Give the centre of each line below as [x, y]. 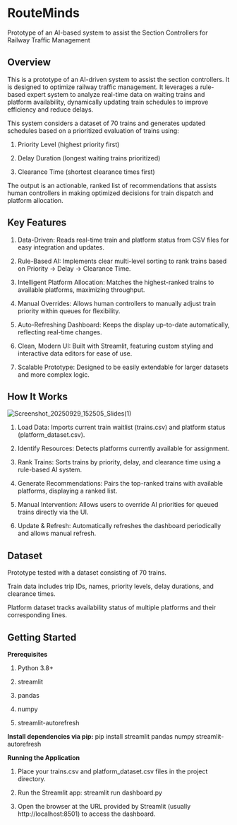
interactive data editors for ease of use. [75, 353]
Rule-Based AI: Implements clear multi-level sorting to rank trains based [122, 261]
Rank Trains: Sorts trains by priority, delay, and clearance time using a [119, 462]
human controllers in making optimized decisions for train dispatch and [110, 193]
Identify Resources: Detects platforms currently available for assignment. [123, 449]
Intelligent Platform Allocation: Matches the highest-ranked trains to [116, 282]
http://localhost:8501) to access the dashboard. [86, 814]
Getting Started [42, 637]
